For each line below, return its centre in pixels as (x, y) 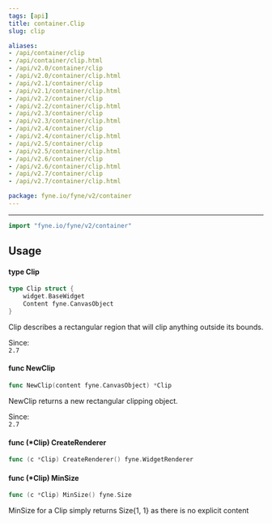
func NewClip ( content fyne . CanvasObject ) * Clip (90, 386)
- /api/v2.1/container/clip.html (65, 91)
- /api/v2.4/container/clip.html (65, 136)
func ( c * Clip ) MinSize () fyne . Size (70, 495)
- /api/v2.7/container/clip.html (65, 182)
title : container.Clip (47, 24)
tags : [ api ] (28, 16)
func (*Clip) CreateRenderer (57, 442)
